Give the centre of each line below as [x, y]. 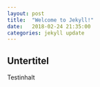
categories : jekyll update [46, 33]
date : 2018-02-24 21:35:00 [49, 26]
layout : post [26, 13]
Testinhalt [21, 77]
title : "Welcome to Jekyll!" [51, 20]
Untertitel [28, 60]
